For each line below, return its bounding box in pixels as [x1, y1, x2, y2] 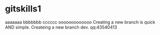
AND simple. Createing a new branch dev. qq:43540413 [5, 24, 118, 30]
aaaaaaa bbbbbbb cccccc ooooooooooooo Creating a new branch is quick [5, 19, 156, 25]
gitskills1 [5, 3, 41, 14]
